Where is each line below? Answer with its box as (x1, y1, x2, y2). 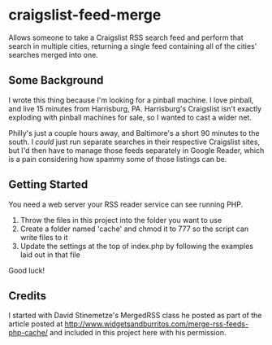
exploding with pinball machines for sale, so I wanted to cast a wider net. (8, 112, 252, 122)
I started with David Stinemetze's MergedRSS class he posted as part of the (8, 311, 262, 321)
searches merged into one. (8, 50, 99, 59)
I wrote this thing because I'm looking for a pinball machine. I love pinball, (8, 95, 254, 105)
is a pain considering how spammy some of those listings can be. (8, 154, 227, 164)
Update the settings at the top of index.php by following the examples (19, 241, 254, 251)
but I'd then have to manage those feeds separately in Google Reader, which (8, 145, 265, 155)
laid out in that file (19, 250, 81, 260)
